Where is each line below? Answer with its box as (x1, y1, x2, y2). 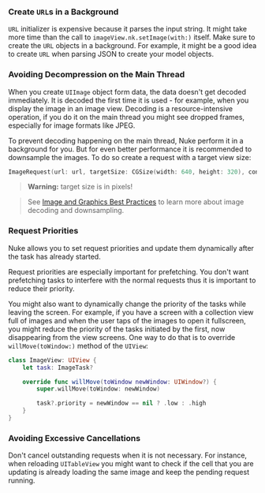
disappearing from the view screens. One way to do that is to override (8, 332, 236, 342)
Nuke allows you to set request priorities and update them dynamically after (8, 243, 255, 252)
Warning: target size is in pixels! (27, 182, 132, 192)
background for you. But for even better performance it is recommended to (8, 144, 252, 154)
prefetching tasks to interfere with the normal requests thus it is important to (8, 275, 256, 285)
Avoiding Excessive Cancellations (8, 432, 140, 443)
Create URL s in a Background (8, 6, 119, 17)
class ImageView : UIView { (8, 356, 97, 364)
